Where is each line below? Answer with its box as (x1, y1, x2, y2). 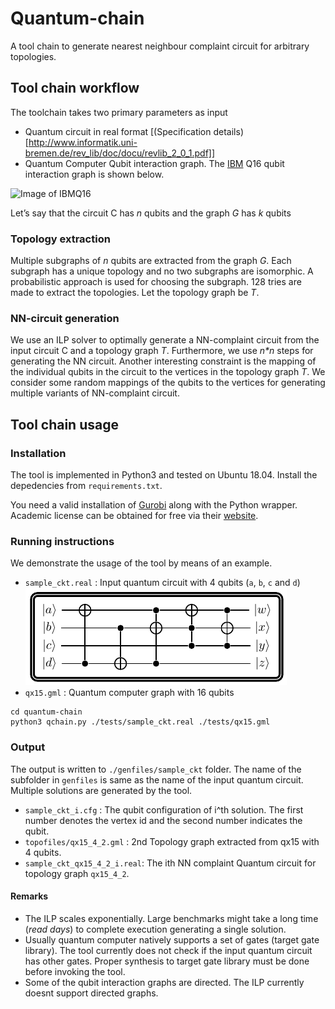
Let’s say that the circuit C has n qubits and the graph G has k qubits (10, 207, 292, 219)
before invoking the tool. (24, 965, 126, 977)
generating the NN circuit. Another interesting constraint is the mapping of (10, 355, 317, 367)
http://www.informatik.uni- (28, 136, 138, 148)
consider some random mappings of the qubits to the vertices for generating (10, 377, 326, 389)
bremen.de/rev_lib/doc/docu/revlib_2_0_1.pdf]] (24, 147, 216, 159)
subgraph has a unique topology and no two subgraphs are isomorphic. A (10, 265, 314, 277)
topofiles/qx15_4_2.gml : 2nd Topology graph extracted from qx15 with (24, 835, 320, 847)
